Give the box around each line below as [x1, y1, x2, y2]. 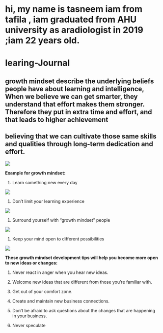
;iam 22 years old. [5, 35, 80, 46]
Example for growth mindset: [5, 170, 66, 176]
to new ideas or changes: [5, 260, 58, 266]
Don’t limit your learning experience [12, 198, 85, 204]
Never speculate [12, 322, 46, 328]
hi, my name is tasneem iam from [5, 3, 143, 15]
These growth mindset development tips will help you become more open [5, 255, 158, 261]
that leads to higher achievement [5, 115, 109, 124]
